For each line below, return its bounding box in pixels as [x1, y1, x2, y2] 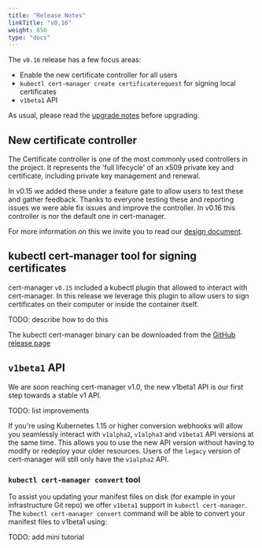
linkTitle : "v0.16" [8, 19, 72, 27]
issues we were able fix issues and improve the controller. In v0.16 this [8, 203, 236, 213]
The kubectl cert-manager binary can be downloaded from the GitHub [8, 330, 236, 339]
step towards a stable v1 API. [8, 391, 101, 400]
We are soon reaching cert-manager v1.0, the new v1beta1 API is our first [8, 382, 244, 391]
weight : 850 [8, 26, 47, 34]
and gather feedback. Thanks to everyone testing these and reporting [8, 194, 234, 205]
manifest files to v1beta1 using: [8, 517, 108, 526]
